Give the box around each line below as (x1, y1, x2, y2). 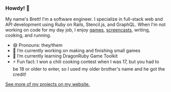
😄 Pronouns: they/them (12, 42, 63, 48)
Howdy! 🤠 (5, 5, 30, 12)
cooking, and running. (5, 33, 51, 39)
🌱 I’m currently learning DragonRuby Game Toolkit (12, 53, 118, 59)
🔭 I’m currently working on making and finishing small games (12, 48, 141, 54)
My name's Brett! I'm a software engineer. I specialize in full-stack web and (5, 16, 163, 22)
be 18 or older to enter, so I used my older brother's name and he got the (12, 66, 165, 72)
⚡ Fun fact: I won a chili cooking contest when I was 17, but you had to (12, 58, 159, 65)
